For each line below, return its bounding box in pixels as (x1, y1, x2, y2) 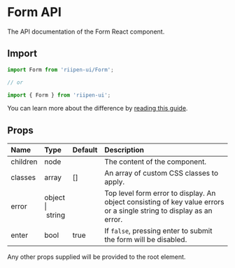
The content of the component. (104, 157, 207, 167)
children (10, 157, 38, 167)
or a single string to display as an (104, 206, 213, 216)
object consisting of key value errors (104, 197, 225, 207)
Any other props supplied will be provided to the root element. (7, 253, 186, 261)
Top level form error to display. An (104, 188, 216, 198)
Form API (7, 4, 62, 20)
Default (72, 145, 98, 155)
